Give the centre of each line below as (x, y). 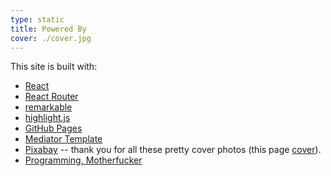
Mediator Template (63, 139)
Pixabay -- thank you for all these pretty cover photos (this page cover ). (173, 150)
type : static (37, 19)
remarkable (48, 107)
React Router (51, 97)
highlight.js (47, 118)
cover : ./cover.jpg (51, 38)
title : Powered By (48, 29)
